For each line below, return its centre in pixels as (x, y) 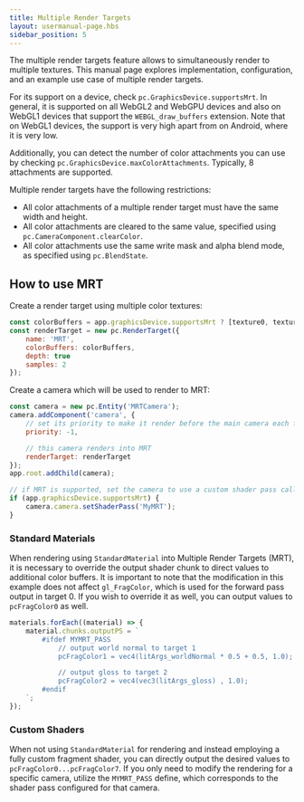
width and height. (55, 217)
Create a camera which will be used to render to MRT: (110, 390)
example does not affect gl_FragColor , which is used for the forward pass (147, 587)
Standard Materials (52, 538)
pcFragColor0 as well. (49, 606)
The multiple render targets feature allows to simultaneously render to (139, 61)
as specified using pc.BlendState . (85, 255)
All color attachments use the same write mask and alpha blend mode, (153, 246)
